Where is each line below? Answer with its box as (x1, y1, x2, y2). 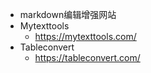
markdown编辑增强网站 (19, 9, 117, 20)
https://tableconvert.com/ (34, 52, 141, 63)
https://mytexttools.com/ (34, 31, 137, 42)
